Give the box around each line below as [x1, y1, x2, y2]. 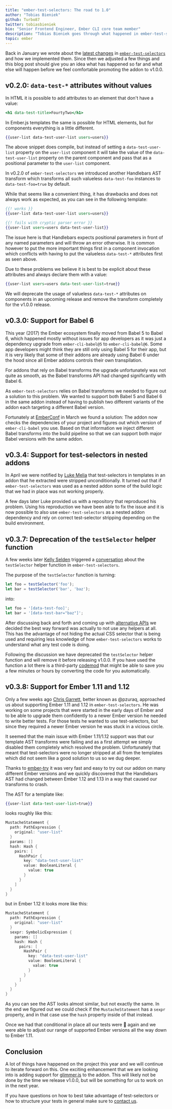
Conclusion [5, 1047, 43, 1056]
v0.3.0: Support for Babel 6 [5, 316, 94, 325]
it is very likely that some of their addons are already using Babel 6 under [5, 352, 160, 358]
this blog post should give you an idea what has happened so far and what [5, 61, 163, 67]
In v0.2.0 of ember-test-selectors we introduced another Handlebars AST [5, 170, 161, 177]
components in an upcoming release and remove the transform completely [5, 296, 163, 302]
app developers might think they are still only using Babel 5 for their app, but [5, 346, 166, 352]
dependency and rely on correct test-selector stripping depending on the [5, 515, 160, 521]
